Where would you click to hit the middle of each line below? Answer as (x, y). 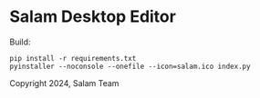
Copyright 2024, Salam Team (64, 83)
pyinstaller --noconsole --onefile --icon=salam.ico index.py (130, 66)
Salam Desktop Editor (93, 17)
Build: (20, 42)
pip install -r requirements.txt (73, 58)
